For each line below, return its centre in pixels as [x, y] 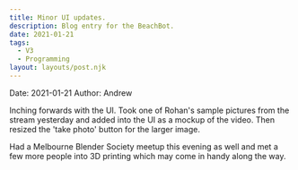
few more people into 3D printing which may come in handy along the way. [148, 156]
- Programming [44, 59]
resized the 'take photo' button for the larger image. [105, 129]
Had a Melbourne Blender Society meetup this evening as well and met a [144, 146]
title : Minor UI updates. [57, 17]
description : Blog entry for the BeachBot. [92, 26]
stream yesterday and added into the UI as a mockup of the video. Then [142, 119]
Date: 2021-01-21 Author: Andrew [71, 93]
